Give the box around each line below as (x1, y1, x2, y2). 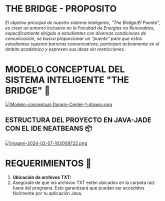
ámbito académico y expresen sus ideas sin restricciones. (5, 46, 125, 52)
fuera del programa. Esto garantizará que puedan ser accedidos (12, 184, 145, 190)
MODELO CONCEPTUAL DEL (5, 63, 125, 75)
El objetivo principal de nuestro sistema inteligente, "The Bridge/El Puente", (5, 19, 160, 25)
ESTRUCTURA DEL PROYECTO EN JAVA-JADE (5, 116, 151, 124)
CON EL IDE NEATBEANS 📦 (5, 124, 92, 133)
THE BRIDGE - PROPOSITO (5, 3, 117, 14)
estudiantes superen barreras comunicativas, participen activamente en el (5, 40, 159, 46)
